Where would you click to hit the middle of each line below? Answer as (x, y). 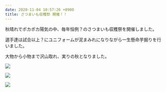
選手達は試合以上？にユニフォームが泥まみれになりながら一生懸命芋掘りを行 (83, 40)
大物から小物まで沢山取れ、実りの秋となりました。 (57, 56)
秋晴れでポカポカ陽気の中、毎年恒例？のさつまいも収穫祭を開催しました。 (81, 29)
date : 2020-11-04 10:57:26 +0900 (40, 10)
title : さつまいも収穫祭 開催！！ (36, 14)
